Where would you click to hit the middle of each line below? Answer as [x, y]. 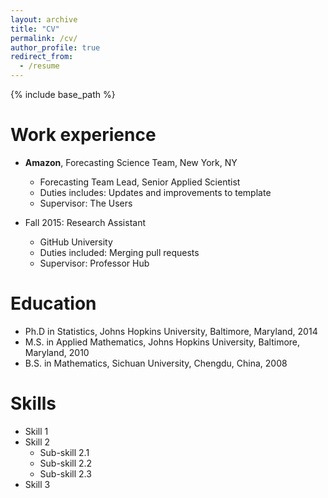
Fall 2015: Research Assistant [85, 222]
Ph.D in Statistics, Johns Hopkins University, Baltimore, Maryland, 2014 [171, 331]
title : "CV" [35, 29]
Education [53, 303]
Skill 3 [37, 484]
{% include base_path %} [63, 94]
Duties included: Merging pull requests [119, 252]
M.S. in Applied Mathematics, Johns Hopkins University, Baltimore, [162, 342]
